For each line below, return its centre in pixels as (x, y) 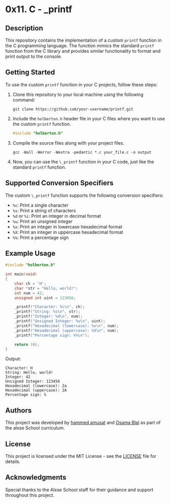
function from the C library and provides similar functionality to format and (83, 51)
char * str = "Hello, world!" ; (46, 288)
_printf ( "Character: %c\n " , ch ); (50, 307)
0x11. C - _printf (39, 9)
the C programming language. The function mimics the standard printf (80, 46)
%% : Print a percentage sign (41, 238)
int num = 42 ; (29, 293)
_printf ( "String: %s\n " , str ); (47, 312)
